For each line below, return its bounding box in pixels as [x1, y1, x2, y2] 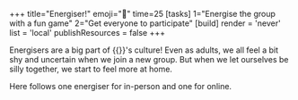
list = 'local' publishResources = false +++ [9, 28, 166, 37]
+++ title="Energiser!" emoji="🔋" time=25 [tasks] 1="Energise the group [9, 9, 276, 19]
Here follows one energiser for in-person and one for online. [9, 81, 232, 91]
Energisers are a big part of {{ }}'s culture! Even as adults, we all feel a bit [9, 45, 279, 55]
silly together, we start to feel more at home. [9, 63, 173, 74]
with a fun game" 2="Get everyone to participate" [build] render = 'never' [9, 18, 281, 29]
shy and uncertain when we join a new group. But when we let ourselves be [9, 54, 289, 64]
